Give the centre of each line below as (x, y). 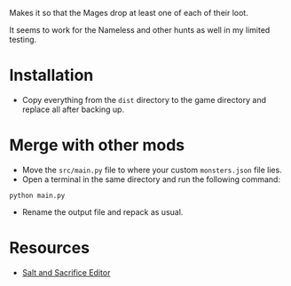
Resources (50, 248)
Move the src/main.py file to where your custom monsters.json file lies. (152, 170)
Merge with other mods (97, 145)
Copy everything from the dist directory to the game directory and (144, 99)
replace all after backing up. (73, 109)
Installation (51, 75)
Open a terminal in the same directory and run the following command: (151, 179)
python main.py (37, 195)
